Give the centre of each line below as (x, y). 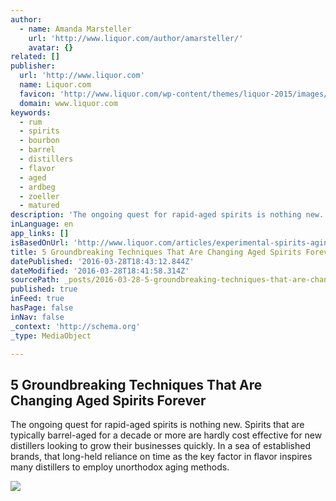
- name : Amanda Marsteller (75, 29)
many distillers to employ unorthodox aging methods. (120, 467)
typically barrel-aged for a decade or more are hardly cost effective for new (166, 435)
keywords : (31, 112)
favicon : (37, 94)
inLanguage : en (42, 224)
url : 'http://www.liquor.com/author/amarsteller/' (136, 38)
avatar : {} (51, 47)
